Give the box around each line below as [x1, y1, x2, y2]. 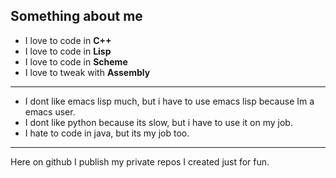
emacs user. [24, 105, 76, 118]
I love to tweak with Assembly [24, 66, 151, 78]
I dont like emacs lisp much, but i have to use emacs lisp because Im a [24, 95, 315, 107]
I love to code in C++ [24, 34, 112, 46]
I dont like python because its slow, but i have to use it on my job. [24, 116, 293, 128]
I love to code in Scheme [24, 55, 128, 68]
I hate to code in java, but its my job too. [24, 127, 190, 139]
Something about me [10, 8, 143, 25]
